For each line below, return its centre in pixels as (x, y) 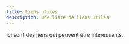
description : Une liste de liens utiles (58, 17)
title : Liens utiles (32, 12)
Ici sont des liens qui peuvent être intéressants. (65, 34)
